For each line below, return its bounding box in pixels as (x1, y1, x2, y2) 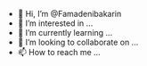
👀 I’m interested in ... (17, 18, 94, 29)
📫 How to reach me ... (17, 47, 101, 57)
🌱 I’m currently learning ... (17, 28, 113, 37)
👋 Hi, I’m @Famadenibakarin (17, 9, 122, 19)
